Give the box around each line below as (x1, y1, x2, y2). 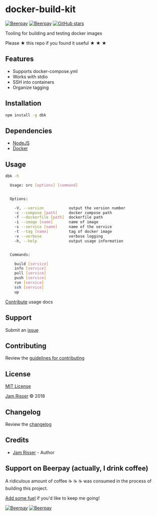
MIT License (5, 383, 31, 389)
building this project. (5, 485, 48, 491)
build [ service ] (14, 261, 49, 266)
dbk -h (5, 174, 19, 179)
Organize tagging (12, 84, 49, 90)
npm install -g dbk (5, 113, 47, 118)
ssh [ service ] (14, 285, 44, 290)
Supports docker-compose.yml (12, 68, 78, 74)
